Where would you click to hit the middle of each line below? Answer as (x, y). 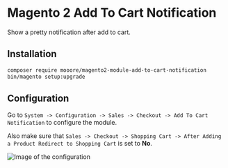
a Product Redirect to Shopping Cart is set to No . (80, 144)
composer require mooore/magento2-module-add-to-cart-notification (107, 70)
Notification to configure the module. (62, 123)
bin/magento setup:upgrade (46, 77)
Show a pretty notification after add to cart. (69, 32)
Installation (32, 54)
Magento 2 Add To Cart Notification (112, 13)
